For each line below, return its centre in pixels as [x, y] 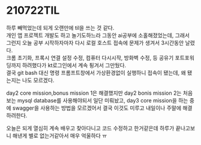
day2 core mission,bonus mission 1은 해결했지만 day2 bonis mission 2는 [94, 93]
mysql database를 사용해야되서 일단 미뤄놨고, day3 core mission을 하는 [103, 100]
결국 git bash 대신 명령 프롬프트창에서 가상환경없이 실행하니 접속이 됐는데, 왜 [96, 72]
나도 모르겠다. [38, 80]
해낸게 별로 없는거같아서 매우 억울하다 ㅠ [60, 135]
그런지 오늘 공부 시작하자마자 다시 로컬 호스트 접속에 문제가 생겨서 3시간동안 [95, 43]
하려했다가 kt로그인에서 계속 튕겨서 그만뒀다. [74, 65]
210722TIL [33, 10]
